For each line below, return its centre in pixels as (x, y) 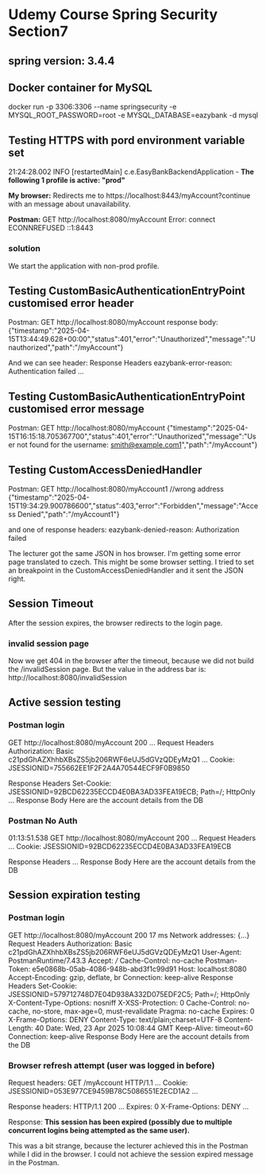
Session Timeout (51, 604)
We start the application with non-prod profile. (84, 266)
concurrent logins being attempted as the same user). (99, 1130)
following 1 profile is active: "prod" (67, 180)
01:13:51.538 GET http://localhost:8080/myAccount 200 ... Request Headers (132, 838)
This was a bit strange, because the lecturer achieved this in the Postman (128, 1146)
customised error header (71, 303)
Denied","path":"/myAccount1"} (69, 514)
